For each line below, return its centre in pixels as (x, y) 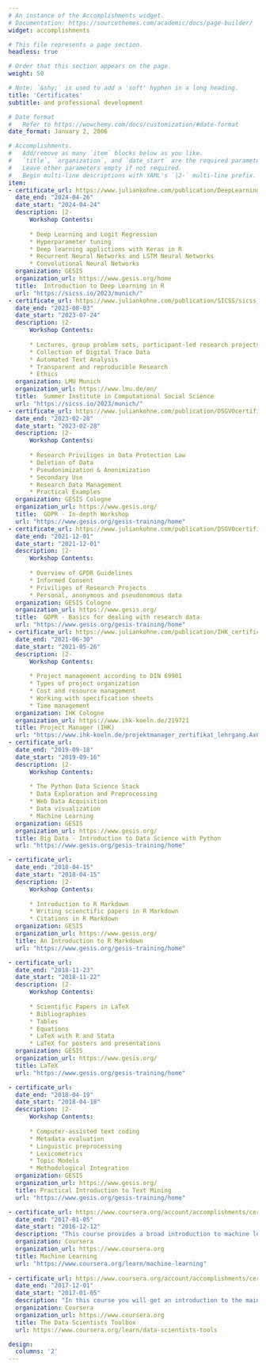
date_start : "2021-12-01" (58, 543)
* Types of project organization (84, 684)
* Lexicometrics (56, 1153)
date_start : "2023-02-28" (58, 426)
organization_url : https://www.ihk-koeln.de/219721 (103, 720)
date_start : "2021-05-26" (58, 646)
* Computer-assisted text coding (84, 1131)
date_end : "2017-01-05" (54, 1219)
